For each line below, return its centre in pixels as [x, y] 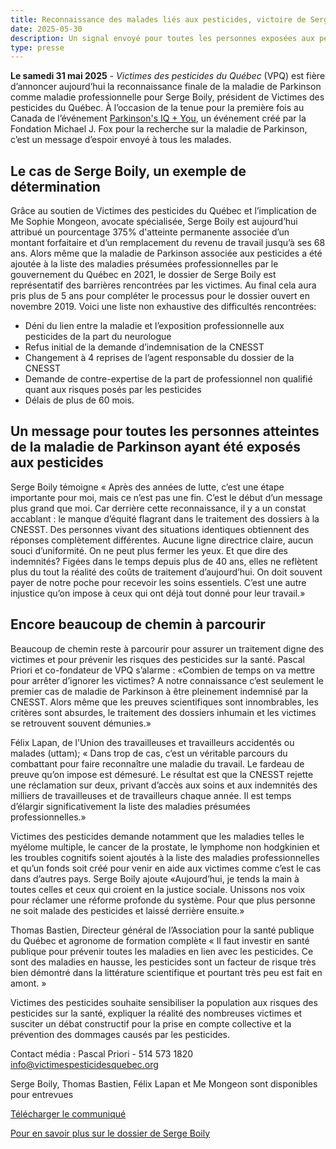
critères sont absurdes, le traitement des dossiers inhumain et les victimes [163, 712]
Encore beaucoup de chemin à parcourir [138, 624]
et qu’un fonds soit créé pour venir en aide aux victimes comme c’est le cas [166, 868]
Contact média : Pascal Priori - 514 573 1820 [102, 1053]
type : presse [37, 47]
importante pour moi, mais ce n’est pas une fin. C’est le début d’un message [166, 497]
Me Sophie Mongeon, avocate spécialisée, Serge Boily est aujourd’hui [154, 222]
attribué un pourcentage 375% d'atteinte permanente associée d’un [150, 232]
